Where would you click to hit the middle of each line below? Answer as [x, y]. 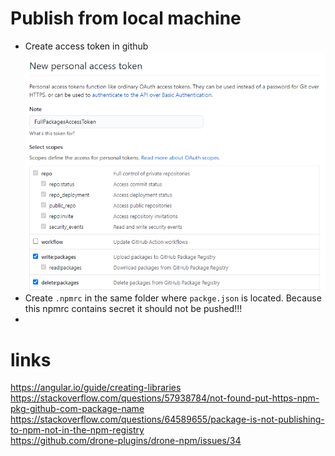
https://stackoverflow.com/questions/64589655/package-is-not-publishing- [167, 419]
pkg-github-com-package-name [77, 409]
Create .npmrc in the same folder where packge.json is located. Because [173, 298]
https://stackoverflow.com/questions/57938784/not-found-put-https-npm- [165, 398]
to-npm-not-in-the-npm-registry [77, 430]
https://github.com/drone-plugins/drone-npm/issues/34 [126, 441]
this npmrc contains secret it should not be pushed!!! [133, 309]
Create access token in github [86, 46]
